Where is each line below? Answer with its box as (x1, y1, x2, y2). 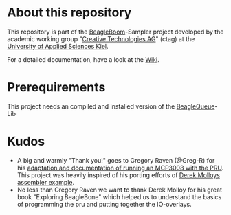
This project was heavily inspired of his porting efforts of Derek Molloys (16, 170, 220, 179)
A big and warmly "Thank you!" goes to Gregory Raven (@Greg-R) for (16, 156, 215, 164)
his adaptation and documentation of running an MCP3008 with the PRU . (16, 163, 224, 172)
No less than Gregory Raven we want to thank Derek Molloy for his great (16, 185, 222, 194)
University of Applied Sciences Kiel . (7, 42, 109, 50)
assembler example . (16, 178, 74, 186)
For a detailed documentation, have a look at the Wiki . (7, 55, 159, 63)
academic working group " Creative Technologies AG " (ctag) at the (7, 34, 195, 43)
